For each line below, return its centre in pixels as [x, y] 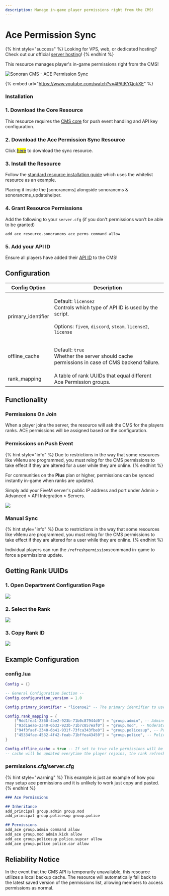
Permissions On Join [31, 414]
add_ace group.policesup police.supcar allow [54, 839]
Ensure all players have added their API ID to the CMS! [61, 257]
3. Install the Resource [33, 164]
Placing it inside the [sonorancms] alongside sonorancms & [67, 190]
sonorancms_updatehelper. [33, 195]
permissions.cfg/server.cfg [40, 766]
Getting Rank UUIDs [37, 571]
